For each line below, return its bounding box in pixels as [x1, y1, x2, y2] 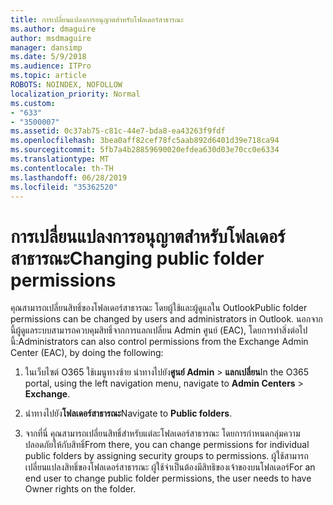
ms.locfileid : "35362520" [10, 182, 118, 192]
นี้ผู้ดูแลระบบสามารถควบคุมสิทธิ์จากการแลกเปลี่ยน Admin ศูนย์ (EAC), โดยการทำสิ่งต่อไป [10, 324, 308, 336]
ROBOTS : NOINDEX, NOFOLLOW [10, 80, 123, 90]
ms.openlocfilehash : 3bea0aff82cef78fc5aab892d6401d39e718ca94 [10, 136, 280, 146]
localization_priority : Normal [10, 89, 141, 99]
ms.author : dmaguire [10, 24, 97, 34]
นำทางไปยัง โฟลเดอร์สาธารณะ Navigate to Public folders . [24, 407, 233, 420]
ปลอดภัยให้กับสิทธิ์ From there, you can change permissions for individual [24, 439, 310, 451]
